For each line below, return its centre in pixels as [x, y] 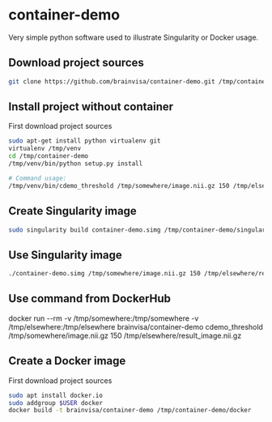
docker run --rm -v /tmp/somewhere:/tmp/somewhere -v [104, 318]
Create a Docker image [67, 361]
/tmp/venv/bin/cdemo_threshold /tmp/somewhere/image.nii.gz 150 [119, 185]
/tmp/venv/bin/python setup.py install [76, 164]
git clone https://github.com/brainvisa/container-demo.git [112, 81]
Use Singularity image [66, 255]
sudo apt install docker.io [56, 395]
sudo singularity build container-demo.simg [85, 230]
